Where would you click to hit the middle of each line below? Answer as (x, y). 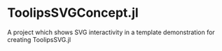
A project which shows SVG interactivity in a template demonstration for (111, 32)
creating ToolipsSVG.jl (39, 39)
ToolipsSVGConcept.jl (73, 13)
